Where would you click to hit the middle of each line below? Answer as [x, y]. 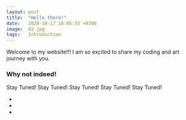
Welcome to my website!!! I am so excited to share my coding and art [93, 52]
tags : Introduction [34, 35]
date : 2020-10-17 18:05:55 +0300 [52, 23]
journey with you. [28, 58]
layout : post [23, 12]
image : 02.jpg [26, 29]
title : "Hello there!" [37, 18]
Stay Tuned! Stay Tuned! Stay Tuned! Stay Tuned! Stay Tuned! [84, 87]
